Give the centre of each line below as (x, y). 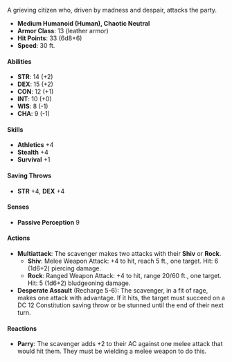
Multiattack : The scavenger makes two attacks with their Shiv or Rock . (119, 254)
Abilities (19, 61)
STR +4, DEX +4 (41, 191)
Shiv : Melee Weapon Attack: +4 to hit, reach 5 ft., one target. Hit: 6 (123, 261)
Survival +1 (34, 160)
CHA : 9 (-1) (34, 114)
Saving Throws (29, 175)
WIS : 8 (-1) (33, 106)
